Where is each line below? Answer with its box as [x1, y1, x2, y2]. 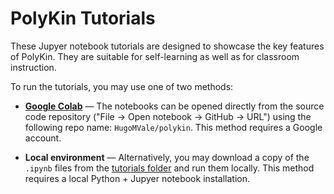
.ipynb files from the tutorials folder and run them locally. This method [24, 162, 315, 174]
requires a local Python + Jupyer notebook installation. [24, 172, 251, 184]
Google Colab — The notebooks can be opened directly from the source [24, 100, 325, 112]
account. [24, 132, 62, 144]
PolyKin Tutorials [10, 7, 156, 30]
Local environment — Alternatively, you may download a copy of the [24, 151, 310, 163]
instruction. [10, 61, 57, 73]
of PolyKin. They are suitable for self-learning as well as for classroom [10, 50, 300, 62]
